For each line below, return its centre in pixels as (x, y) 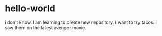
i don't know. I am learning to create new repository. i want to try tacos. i (81, 22)
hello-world (30, 9)
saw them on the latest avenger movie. (45, 27)
